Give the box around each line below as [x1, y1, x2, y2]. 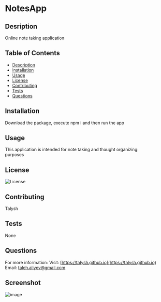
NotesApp [5, 3, 47, 14]
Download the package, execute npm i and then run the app [5, 120, 125, 126]
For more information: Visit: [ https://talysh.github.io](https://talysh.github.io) [5, 259, 156, 265]
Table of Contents [5, 49, 60, 57]
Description [12, 62, 35, 68]
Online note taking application [5, 35, 65, 41]
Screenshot [5, 279, 41, 287]
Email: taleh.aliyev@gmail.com [5, 265, 66, 270]
